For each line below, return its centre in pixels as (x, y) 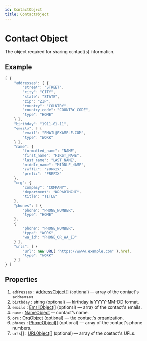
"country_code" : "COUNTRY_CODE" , (56, 110)
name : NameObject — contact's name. (50, 312)
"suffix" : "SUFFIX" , (43, 169)
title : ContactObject (27, 14)
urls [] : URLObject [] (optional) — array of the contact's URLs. (74, 333)
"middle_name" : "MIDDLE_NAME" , (54, 165)
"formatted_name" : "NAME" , (50, 151)
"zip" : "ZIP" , (37, 101)
